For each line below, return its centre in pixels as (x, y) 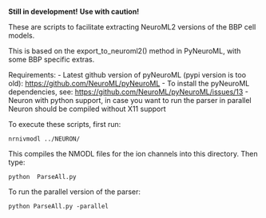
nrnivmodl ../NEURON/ (44, 139)
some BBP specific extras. (52, 59)
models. (22, 36)
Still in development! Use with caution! (74, 12)
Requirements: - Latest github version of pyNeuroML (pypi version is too (127, 75)
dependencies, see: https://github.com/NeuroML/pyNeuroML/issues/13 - (129, 92)
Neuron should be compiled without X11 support (87, 109)
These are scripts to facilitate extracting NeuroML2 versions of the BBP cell (132, 27)
